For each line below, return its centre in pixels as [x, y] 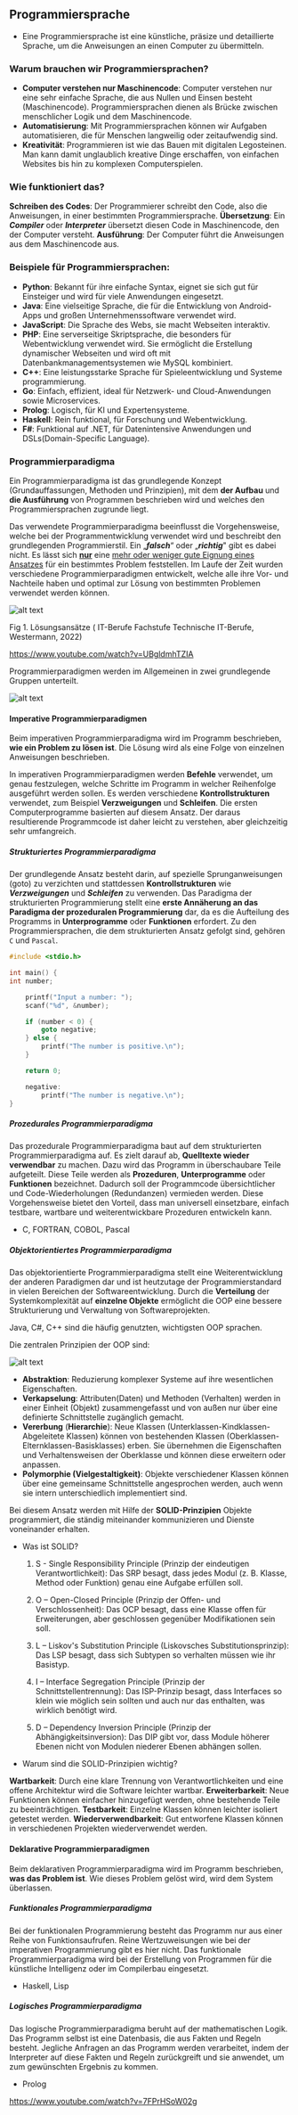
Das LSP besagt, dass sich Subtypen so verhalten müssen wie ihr [155, 1655]
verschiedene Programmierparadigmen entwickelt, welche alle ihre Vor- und [149, 574]
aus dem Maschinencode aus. [64, 244]
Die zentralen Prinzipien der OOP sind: [80, 1345]
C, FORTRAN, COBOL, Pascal [76, 1230]
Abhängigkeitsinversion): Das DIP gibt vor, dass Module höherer [153, 1737]
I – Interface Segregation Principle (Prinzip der [120, 1682]
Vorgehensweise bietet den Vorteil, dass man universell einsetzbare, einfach [149, 1203]
